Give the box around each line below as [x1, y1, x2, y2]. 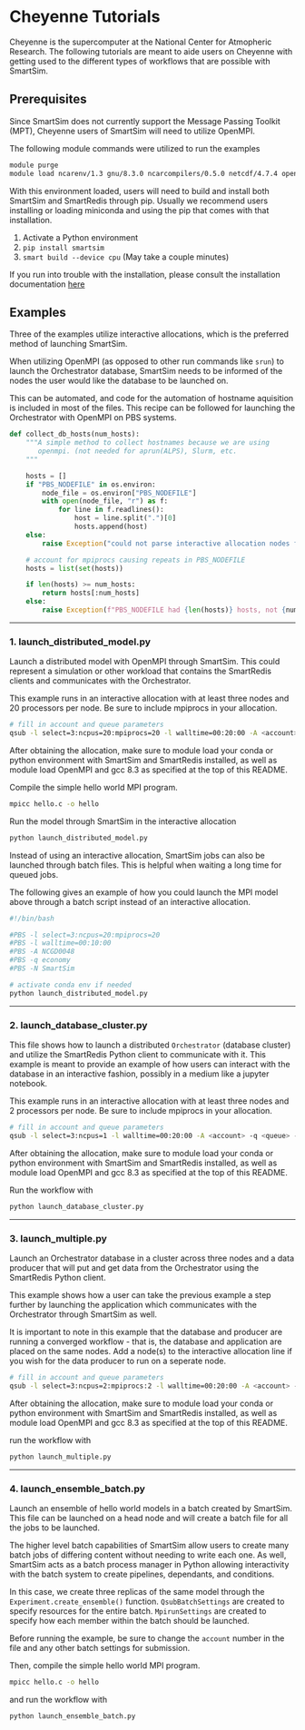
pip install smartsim [22, 243, 104, 252]
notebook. [9, 1078, 48, 1089]
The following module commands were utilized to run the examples [9, 143, 261, 153]
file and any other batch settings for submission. [9, 1642, 191, 1653]
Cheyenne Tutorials [9, 6, 161, 27]
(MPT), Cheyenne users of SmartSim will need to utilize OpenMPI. [9, 125, 256, 136]
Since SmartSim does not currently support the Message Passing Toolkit [9, 115, 281, 126]
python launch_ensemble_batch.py [9, 1711, 136, 1721]
